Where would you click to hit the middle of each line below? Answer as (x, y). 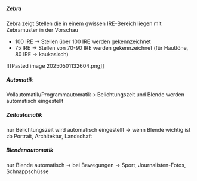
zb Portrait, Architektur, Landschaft (49, 136)
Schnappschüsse (27, 171)
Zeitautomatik (24, 114)
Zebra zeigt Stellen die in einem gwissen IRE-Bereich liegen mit (84, 23)
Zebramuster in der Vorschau (42, 29)
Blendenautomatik (30, 150)
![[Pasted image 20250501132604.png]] (55, 65)
